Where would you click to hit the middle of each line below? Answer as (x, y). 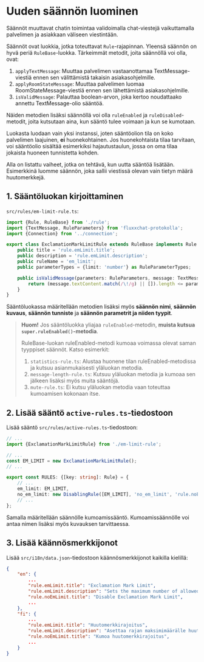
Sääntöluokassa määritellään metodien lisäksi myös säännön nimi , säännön (101, 307)
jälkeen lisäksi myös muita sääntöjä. (75, 381)
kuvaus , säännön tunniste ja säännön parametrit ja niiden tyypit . (90, 313)
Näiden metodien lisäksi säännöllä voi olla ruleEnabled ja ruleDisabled (94, 115)
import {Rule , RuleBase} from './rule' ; (58, 222)
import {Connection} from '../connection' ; (62, 233)
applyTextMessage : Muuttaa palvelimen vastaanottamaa (84, 71)
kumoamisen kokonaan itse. (65, 394)
